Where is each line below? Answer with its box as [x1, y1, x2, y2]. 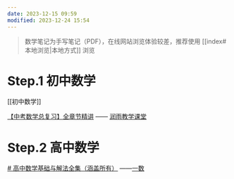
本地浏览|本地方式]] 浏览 [24, 46, 95, 54]
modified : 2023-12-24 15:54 [7, 17, 90, 24]
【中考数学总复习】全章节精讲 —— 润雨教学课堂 [7, 112, 147, 121]
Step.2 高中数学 [7, 140, 100, 155]
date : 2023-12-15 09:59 [7, 10, 78, 18]
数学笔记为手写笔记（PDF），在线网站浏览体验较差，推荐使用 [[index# [24, 37, 227, 46]
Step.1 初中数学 [7, 73, 97, 88]
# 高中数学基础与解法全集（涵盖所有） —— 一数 [7, 164, 144, 173]
